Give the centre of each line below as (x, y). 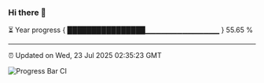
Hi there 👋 (27, 13)
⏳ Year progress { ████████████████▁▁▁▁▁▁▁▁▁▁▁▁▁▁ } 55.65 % (131, 30)
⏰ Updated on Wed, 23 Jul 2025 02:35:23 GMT (85, 56)
